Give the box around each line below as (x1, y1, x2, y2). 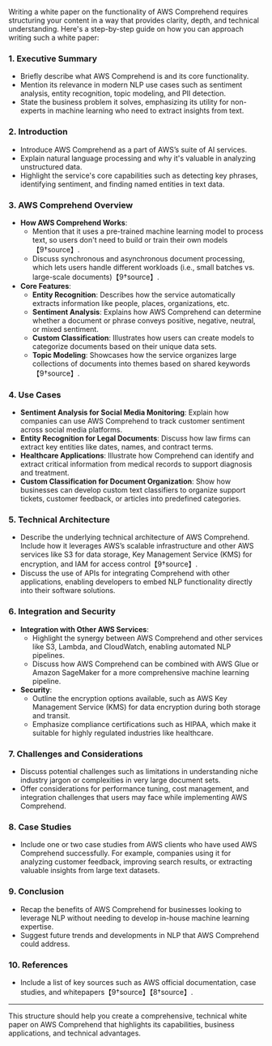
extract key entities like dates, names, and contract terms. (19, 442, 214, 452)
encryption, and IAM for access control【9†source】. (19, 559, 198, 569)
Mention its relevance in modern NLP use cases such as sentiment (19, 80, 243, 90)
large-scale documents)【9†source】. (32, 272, 159, 282)
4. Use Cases (8, 389, 62, 400)
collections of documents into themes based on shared (32, 359, 216, 368)
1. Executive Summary (8, 53, 98, 64)
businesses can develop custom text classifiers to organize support (19, 485, 246, 495)
